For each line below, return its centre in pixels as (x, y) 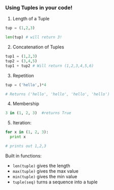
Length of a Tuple (31, 19)
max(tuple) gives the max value (45, 171)
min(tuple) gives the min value (45, 176)
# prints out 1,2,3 (26, 146)
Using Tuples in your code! (39, 8)
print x (18, 137)
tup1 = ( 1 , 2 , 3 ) (21, 57)
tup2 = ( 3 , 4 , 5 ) (21, 61)
